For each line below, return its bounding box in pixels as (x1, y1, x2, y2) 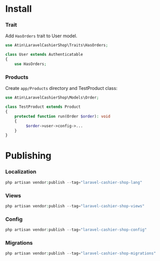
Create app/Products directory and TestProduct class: (5, 85, 118, 91)
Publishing (5, 150, 52, 161)
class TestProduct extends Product (5, 104, 81, 110)
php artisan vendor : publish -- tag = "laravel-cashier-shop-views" (5, 203, 145, 208)
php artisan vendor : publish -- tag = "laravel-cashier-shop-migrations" (5, 251, 156, 256)
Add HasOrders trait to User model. (5, 33, 77, 39)
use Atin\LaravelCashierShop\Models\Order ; (5, 95, 99, 100)
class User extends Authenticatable (5, 52, 83, 57)
